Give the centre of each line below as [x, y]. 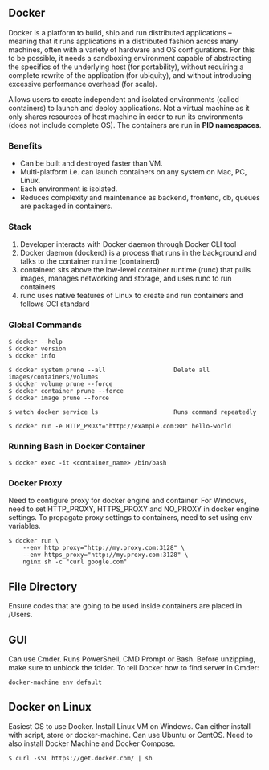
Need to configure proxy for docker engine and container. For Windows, [127, 501]
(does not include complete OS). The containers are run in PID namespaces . [135, 125]
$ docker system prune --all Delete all [109, 370]
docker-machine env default [55, 682]
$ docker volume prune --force [61, 384]
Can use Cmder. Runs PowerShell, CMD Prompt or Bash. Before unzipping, [132, 659]
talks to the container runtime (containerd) [90, 261]
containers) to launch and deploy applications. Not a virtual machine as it [129, 108]
